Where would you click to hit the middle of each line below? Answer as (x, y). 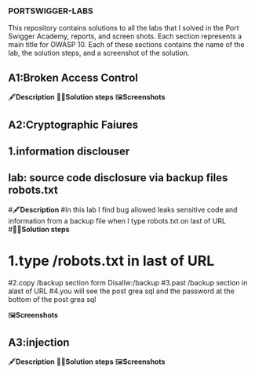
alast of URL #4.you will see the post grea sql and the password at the (122, 291)
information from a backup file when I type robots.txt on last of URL (117, 220)
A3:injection (39, 343)
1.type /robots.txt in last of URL (111, 261)
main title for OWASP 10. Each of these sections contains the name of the (126, 45)
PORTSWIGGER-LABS (51, 11)
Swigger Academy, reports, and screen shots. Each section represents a (125, 36)
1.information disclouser (69, 151)
